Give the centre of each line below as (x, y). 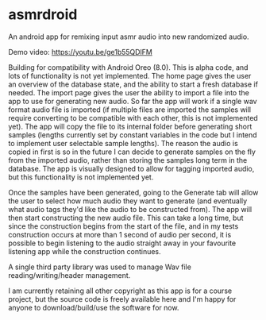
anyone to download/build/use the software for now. (94, 307)
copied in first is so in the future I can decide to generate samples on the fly (132, 152)
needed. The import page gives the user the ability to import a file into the (129, 92)
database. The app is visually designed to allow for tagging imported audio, (131, 168)
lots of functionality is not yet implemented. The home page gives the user (130, 75)
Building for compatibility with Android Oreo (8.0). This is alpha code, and (128, 67)
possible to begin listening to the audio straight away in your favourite (122, 243)
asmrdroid (43, 15)
